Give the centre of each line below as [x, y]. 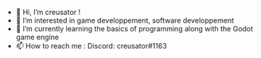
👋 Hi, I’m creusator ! [48, 12]
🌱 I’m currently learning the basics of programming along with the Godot [134, 29]
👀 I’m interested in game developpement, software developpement [125, 20]
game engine [37, 37]
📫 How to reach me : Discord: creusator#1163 [91, 46]
